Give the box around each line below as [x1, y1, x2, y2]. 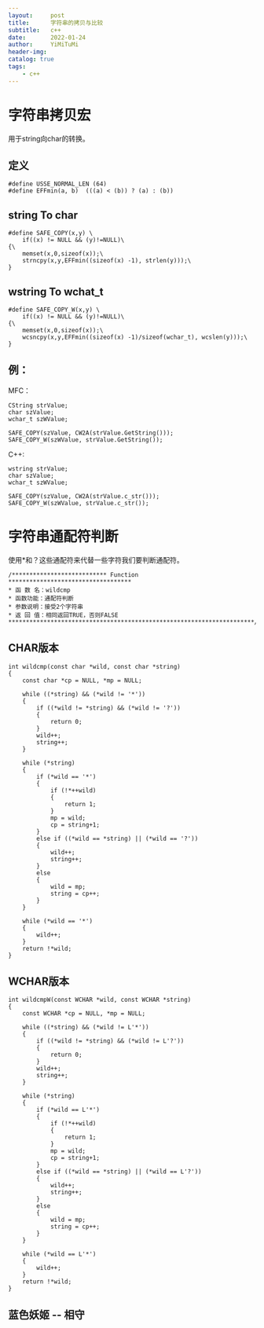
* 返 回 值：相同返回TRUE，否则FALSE [8, 611, 119, 619]
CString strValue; [8, 402, 68, 409]
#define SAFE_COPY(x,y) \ [8, 229, 93, 237]
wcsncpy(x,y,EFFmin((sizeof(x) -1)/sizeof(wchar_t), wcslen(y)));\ [22, 333, 247, 341]
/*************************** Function [8, 570, 139, 578]
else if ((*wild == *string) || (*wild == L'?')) [36, 1168, 202, 1176]
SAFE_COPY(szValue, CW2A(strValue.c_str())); [8, 492, 159, 500]
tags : [8, 63, 26, 71]
